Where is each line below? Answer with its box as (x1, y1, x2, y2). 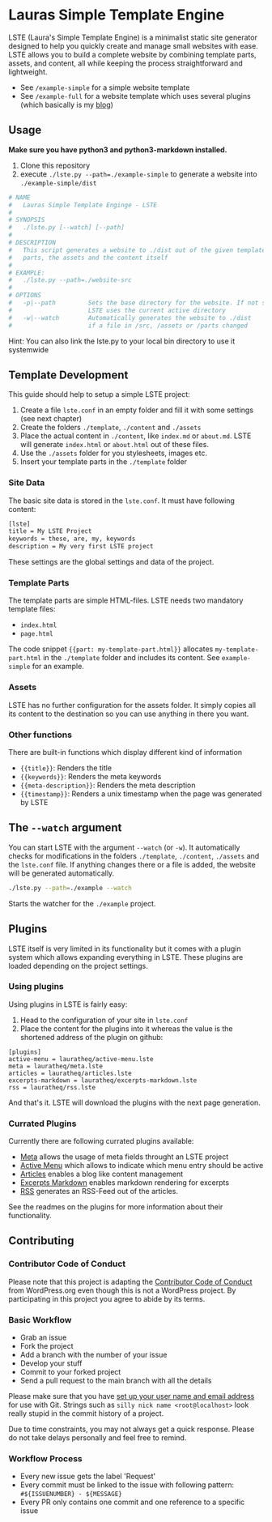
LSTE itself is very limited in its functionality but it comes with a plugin (8, 944, 241, 953)
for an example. (32, 662, 85, 671)
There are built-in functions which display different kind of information (8, 748, 243, 757)
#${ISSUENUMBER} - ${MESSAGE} (19, 1490, 123, 1499)
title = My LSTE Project (8, 527, 92, 535)
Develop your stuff (19, 1358, 83, 1368)
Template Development (8, 368, 129, 382)
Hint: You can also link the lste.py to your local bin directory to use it (8, 336, 236, 346)
